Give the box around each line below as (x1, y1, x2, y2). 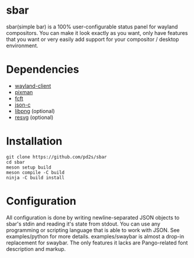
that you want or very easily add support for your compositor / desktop (6, 36, 179, 43)
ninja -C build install (6, 175, 65, 180)
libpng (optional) (14, 107, 55, 114)
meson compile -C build (6, 169, 65, 175)
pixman (14, 88, 33, 95)
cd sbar (6, 159, 25, 165)
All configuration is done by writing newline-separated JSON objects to (6, 214, 180, 221)
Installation (6, 134, 63, 148)
